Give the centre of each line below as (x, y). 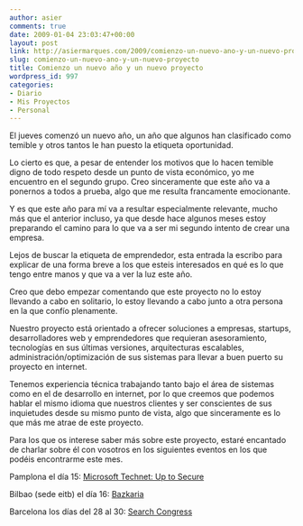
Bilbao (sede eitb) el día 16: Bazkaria (77, 494)
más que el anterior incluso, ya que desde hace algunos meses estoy (138, 218)
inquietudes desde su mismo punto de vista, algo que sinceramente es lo (145, 413)
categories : (32, 85)
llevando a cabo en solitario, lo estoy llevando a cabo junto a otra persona (147, 301)
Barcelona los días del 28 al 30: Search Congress (101, 512)
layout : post (34, 43)
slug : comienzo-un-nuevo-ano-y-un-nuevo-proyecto (105, 60)
